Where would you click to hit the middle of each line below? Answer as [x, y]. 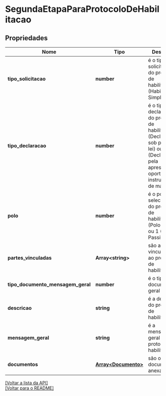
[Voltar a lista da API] [27, 383]
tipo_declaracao [27, 146]
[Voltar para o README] [30, 388]
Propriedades [26, 38]
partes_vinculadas [30, 258]
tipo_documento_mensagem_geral [49, 284]
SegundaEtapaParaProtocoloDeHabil [82, 9]
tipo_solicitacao [27, 79]
